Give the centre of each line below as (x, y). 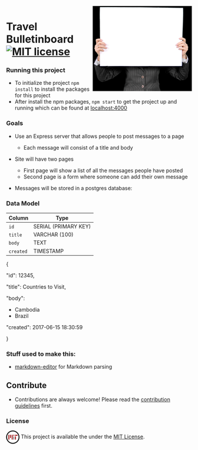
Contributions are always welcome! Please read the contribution (93, 399)
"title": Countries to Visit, (36, 287)
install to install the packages (52, 89)
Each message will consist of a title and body (78, 147)
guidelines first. (34, 406)
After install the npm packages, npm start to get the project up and (96, 102)
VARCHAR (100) (53, 234)
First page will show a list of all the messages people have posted (103, 170)
